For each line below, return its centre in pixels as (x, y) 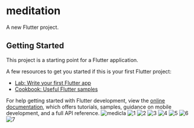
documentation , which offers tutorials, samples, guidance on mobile (89, 107)
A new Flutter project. (33, 27)
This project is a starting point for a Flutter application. (72, 60)
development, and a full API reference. (53, 113)
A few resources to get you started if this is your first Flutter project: (89, 71)
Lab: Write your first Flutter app (53, 83)
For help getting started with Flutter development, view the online (86, 100)
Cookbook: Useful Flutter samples (56, 89)
